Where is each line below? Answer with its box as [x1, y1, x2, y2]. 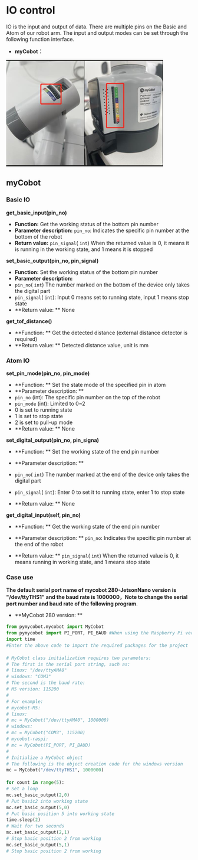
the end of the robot [14, 541, 64, 548]
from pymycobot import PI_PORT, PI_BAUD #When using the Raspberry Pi [6, 630, 183, 636]
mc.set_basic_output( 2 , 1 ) [6, 829, 70, 836]
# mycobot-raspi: [6, 736, 49, 742]
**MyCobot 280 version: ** [14, 612, 82, 619]
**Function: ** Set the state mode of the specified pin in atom [14, 382, 166, 389]
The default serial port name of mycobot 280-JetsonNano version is [6, 587, 177, 594]
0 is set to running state [14, 406, 72, 413]
